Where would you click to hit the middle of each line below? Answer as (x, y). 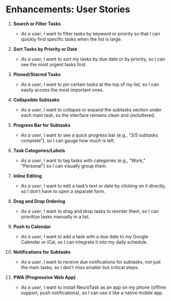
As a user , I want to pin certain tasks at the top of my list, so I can (90, 84)
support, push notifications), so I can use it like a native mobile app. (92, 293)
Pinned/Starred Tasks (37, 74)
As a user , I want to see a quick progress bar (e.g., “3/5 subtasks (89, 135)
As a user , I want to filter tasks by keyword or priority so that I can (90, 33)
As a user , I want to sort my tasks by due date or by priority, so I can (93, 59)
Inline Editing (28, 176)
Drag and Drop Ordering (39, 201)
